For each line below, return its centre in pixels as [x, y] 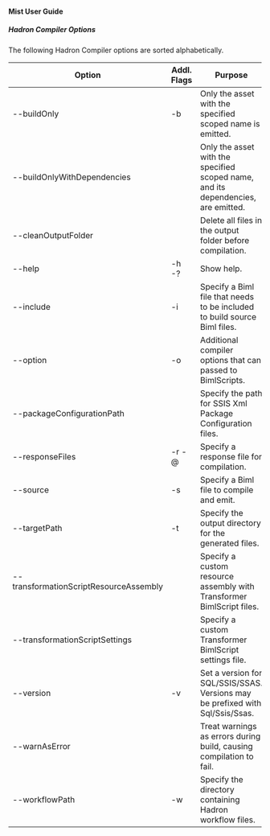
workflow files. [227, 819]
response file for [231, 456]
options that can [231, 360]
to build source [228, 316]
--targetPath [37, 528]
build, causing [226, 746]
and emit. [217, 500]
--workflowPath [44, 799]
